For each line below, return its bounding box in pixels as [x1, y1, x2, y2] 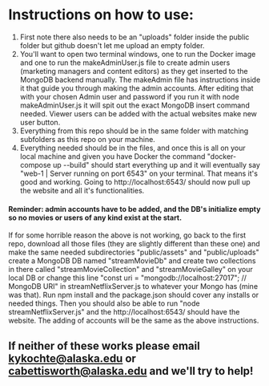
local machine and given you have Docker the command [19, 151, 206, 161]
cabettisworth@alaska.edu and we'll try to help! [8, 364, 254, 378]
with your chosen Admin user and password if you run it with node [19, 91, 240, 101]
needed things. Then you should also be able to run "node [8, 299, 200, 308]
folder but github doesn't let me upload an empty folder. [19, 40, 205, 50]
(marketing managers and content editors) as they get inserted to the [19, 66, 248, 75]
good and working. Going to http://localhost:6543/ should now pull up [19, 177, 251, 186]
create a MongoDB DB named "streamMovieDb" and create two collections [8, 256, 256, 266]
